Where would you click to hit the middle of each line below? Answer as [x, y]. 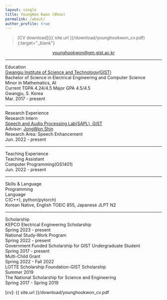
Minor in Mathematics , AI [31, 83]
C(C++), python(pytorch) [31, 200]
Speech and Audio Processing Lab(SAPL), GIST [54, 124]
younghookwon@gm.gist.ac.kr [83, 53]
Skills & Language [23, 184]
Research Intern [22, 118]
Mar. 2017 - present [25, 99]
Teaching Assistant [25, 159]
